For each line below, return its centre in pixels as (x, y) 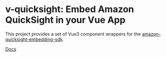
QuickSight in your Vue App (65, 20)
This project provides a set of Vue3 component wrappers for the (73, 34)
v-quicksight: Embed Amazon (70, 9)
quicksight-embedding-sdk (34, 39)
